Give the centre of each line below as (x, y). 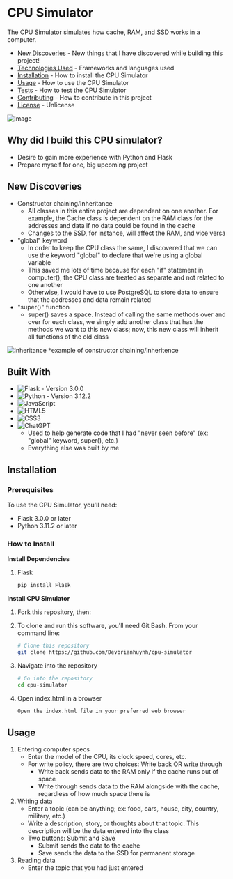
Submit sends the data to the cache (89, 846)
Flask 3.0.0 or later (44, 519)
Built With (29, 372)
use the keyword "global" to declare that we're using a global (115, 255)
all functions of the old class (68, 337)
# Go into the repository (55, 678)
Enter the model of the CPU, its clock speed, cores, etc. (107, 757)
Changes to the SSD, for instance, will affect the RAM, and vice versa (127, 233)
